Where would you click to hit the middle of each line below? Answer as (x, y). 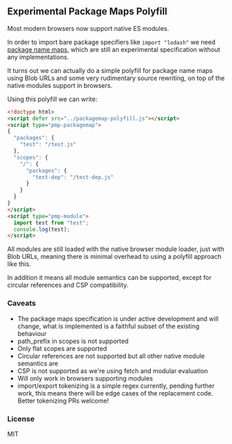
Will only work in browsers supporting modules (85, 378)
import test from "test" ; (51, 223)
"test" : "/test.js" (48, 144)
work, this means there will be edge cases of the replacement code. (115, 393)
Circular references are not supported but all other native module (111, 356)
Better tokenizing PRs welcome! (63, 401)
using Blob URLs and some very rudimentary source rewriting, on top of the (116, 78)
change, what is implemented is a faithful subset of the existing (108, 326)
